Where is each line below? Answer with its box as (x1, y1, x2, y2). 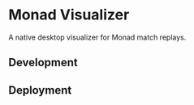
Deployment (8, 83, 72, 97)
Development (8, 56, 79, 69)
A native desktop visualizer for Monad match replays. (8, 32, 187, 42)
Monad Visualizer (8, 6, 130, 24)
